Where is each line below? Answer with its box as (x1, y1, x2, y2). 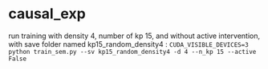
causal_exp (8, 5, 86, 23)
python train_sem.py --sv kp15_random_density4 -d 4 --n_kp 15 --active (8, 48, 257, 56)
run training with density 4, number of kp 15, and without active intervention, (8, 31, 261, 40)
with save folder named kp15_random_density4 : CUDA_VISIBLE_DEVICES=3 (8, 39, 249, 48)
